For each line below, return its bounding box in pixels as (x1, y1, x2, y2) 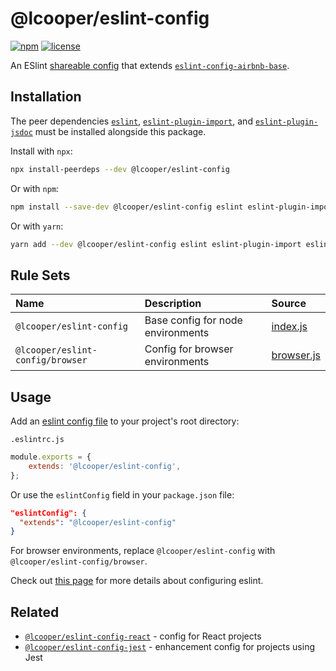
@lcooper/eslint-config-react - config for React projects (24, 630, 262, 642)
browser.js (271, 348, 321, 362)
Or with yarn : (10, 220, 64, 232)
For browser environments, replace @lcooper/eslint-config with (10, 545, 276, 557)
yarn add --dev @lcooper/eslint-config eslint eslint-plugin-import (10, 239, 302, 249)
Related (10, 603, 60, 621)
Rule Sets (10, 267, 71, 284)
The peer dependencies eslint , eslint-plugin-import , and (10, 115, 253, 127)
